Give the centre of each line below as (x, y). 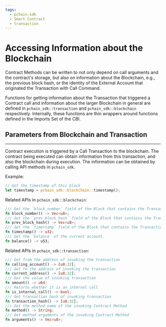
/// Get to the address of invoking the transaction (61, 269)
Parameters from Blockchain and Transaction (76, 134)
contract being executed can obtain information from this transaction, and (80, 156)
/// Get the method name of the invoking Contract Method (66, 306)
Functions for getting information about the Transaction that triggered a (78, 98)
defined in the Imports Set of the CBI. (43, 119)
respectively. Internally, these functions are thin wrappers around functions (82, 114)
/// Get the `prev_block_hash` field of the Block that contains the (78, 218)
